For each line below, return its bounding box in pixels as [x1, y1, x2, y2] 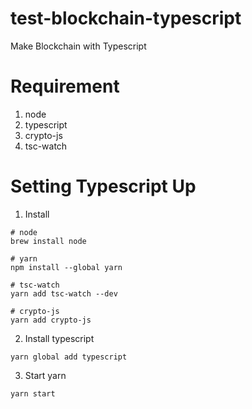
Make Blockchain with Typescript [10, 40, 147, 52]
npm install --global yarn [10, 262, 123, 272]
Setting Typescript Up [10, 175, 197, 198]
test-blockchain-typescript [10, 7, 242, 30]
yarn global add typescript [10, 352, 128, 362]
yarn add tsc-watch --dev [10, 288, 118, 299]
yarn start [10, 388, 56, 399]
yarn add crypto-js [10, 315, 92, 325]
